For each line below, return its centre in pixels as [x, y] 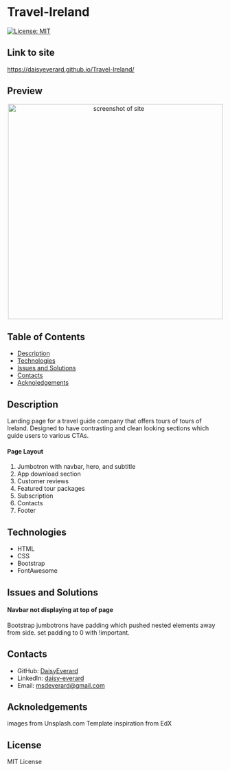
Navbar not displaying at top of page [60, 610]
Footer [26, 511]
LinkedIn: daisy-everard [50, 678]
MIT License [25, 762]
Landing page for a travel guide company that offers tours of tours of [105, 421]
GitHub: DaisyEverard [48, 670]
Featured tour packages [51, 489]
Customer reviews [43, 481]
